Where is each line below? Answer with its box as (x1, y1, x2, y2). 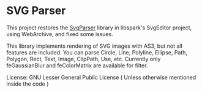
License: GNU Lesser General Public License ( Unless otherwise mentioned (6, 73, 196, 81)
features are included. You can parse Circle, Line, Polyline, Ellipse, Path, (6, 48, 188, 56)
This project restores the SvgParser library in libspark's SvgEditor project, (6, 24, 192, 31)
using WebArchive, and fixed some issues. (6, 30, 113, 37)
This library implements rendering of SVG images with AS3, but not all (6, 42, 182, 50)
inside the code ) (6, 80, 49, 87)
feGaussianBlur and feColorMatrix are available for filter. (6, 62, 148, 69)
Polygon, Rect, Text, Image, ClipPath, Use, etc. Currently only (6, 55, 161, 62)
